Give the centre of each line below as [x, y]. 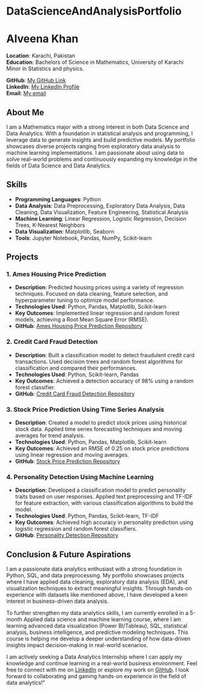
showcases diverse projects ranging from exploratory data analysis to [93, 146]
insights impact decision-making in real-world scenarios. [77, 645]
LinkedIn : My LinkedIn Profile [43, 87]
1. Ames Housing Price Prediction [56, 274]
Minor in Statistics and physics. [45, 69]
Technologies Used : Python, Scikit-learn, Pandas [77, 374]
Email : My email [26, 93]
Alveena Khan [42, 39]
